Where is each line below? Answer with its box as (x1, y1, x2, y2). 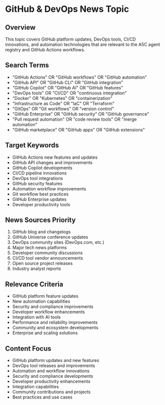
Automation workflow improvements (12, 185, 86, 191)
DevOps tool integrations (12, 175, 63, 181)
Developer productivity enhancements (12, 378, 90, 384)
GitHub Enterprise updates (12, 196, 67, 202)
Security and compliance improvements (12, 304, 94, 310)
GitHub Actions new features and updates (12, 154, 98, 160)
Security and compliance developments (12, 373, 93, 379)
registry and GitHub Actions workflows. (5, 47, 85, 52)
